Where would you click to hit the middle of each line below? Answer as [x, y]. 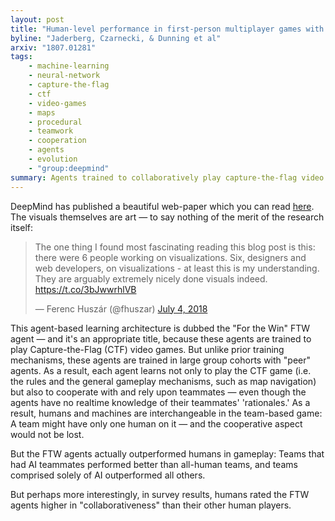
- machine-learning [69, 66]
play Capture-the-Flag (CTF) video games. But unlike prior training [147, 349]
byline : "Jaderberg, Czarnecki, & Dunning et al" [116, 38]
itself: [21, 227]
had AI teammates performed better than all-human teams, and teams [154, 464]
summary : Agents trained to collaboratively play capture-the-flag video [167, 177]
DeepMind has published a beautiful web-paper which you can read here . [162, 206]
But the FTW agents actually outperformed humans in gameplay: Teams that [167, 453]
